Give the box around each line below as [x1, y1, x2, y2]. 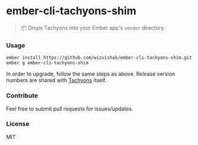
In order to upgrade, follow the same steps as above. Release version [6, 70, 175, 78]
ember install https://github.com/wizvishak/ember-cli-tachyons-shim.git [6, 55, 193, 61]
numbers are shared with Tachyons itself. [6, 77, 107, 84]
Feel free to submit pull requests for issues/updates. [6, 105, 133, 112]
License [6, 120, 30, 128]
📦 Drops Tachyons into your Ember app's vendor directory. [20, 24, 165, 31]
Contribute [6, 92, 39, 100]
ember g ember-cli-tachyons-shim [6, 60, 89, 66]
